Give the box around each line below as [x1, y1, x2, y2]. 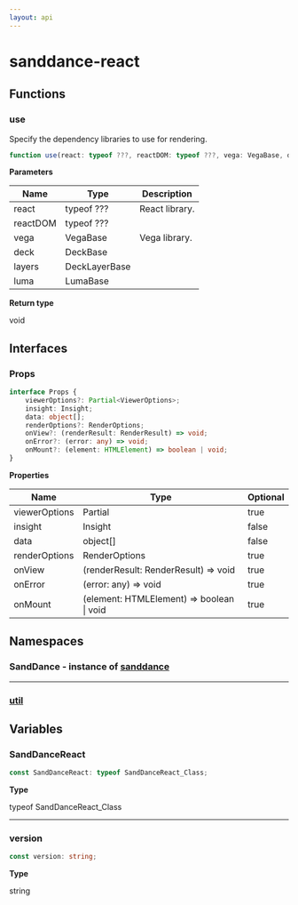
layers [13, 260, 40, 273]
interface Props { [9, 388, 77, 396]
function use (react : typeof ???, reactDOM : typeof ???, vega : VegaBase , [9, 150, 284, 160]
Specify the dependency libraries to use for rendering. [9, 133, 208, 144]
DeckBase [65, 246, 108, 259]
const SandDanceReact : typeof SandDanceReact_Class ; [9, 768, 208, 778]
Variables [9, 721, 64, 736]
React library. [138, 203, 195, 215]
